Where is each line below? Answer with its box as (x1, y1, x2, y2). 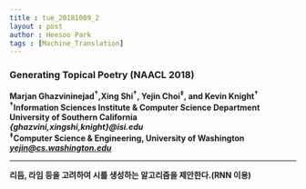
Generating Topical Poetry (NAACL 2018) (9, 69, 195, 82)
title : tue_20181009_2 (9, 13, 100, 23)
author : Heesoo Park (9, 30, 92, 39)
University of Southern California (9, 111, 138, 123)
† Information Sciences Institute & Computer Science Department (9, 101, 260, 113)
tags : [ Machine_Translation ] (9, 38, 125, 48)
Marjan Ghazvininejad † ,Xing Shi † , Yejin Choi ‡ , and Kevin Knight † (9, 89, 259, 102)
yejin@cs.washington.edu (9, 142, 112, 153)
